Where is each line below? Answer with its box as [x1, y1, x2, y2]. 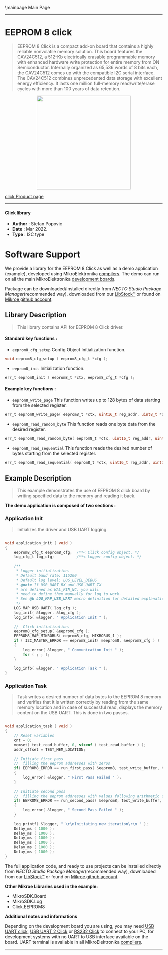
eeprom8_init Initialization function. [12, 365, 85, 371]
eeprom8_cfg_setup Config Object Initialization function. [12, 347, 126, 353]
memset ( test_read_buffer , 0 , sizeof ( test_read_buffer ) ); [14, 742, 146, 747]
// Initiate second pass [14, 789, 66, 794]
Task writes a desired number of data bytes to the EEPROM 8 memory [17, 694, 162, 700]
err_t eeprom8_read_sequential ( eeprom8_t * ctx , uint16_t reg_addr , [5, 460, 151, 465]
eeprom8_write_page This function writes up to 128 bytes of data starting [12, 397, 161, 403]
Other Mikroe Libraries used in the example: [5, 883, 98, 889]
